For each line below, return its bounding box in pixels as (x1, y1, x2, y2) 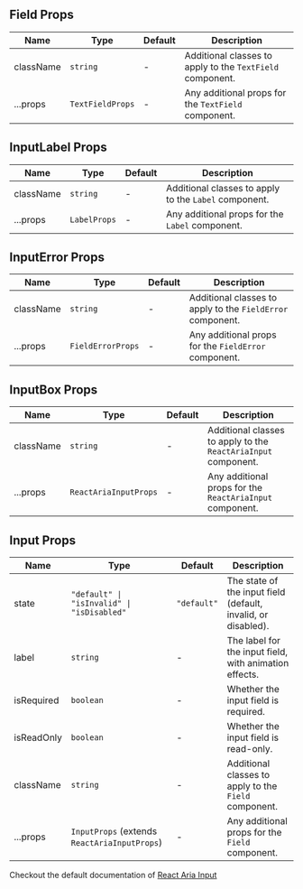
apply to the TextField (184, 60, 280, 73)
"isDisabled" (70, 607, 127, 617)
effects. (226, 668, 260, 681)
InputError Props (9, 250, 106, 265)
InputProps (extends (70, 825, 158, 838)
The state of (226, 575, 279, 588)
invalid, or (226, 608, 269, 621)
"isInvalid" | (70, 598, 132, 608)
